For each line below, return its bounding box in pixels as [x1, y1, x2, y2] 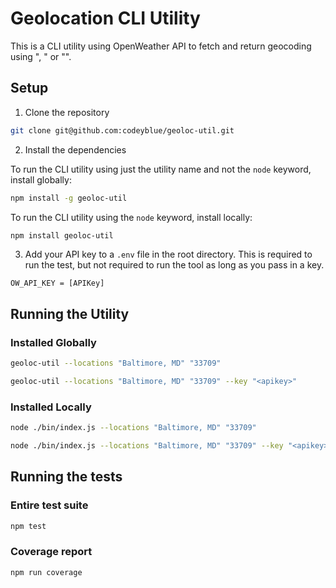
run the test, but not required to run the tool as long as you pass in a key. [24, 259, 325, 271]
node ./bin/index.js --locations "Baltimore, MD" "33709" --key [10, 440, 284, 451]
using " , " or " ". [10, 50, 72, 62]
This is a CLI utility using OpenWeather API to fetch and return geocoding [10, 40, 312, 52]
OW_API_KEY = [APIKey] [10, 278, 105, 289]
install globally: [10, 173, 72, 186]
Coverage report [10, 545, 93, 559]
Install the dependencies [24, 143, 127, 156]
